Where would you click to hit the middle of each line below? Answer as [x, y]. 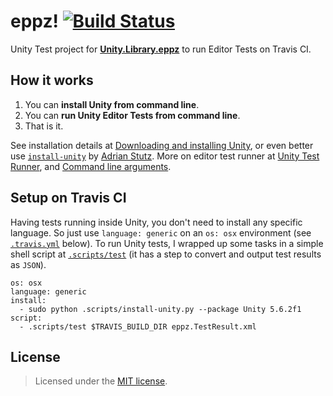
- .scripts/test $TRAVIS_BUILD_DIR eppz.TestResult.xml [138, 326]
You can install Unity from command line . [112, 104]
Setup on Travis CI [68, 198]
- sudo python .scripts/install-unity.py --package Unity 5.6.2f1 [160, 309]
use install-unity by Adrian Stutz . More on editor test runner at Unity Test [165, 156]
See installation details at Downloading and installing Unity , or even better [162, 145]
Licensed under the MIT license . [101, 381]
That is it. [44, 126]
